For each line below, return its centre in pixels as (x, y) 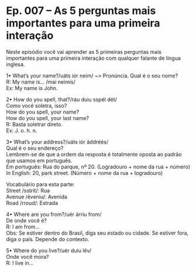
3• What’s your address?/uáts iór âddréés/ (57, 142)
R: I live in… (20, 263)
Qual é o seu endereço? (35, 148)
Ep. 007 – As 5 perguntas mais (81, 11)
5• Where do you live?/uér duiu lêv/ (49, 251)
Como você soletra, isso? (37, 105)
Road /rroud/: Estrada (32, 203)
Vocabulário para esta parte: (40, 184)
